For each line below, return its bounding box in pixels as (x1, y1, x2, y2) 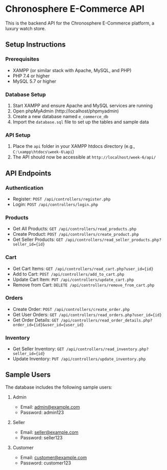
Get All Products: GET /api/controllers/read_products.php (12, 226, 137, 232)
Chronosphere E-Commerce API (5, 3, 145, 15)
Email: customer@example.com (20, 454, 87, 460)
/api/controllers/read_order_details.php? (61, 318, 153, 323)
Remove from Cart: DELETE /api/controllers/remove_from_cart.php (12, 282, 155, 288)
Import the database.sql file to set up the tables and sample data (12, 119, 149, 125)
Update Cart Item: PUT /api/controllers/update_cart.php (12, 276, 134, 282)
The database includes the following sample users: (5, 384, 112, 390)
